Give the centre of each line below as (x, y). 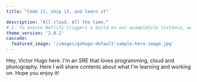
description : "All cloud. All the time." (57, 22)
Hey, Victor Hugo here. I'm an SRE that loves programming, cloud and (90, 60)
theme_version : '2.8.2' (35, 33)
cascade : (17, 39)
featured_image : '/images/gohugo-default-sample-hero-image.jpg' (93, 44)
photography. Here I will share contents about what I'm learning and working (98, 67)
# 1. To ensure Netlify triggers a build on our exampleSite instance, (95, 28)
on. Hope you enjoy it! (33, 73)
